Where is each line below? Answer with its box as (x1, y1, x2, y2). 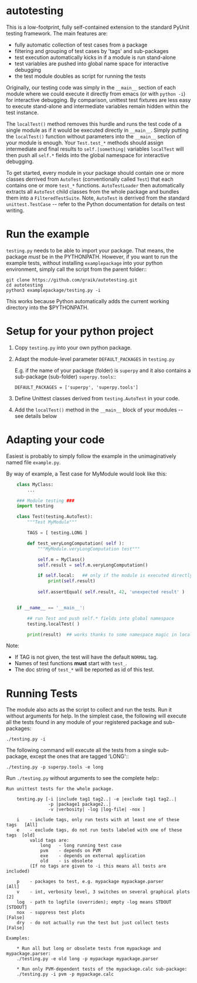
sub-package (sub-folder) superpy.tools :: (14, 373, 116, 380)
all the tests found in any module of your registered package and (6, 719, 162, 726)
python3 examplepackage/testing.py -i (6, 287, 101, 293)
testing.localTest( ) (27, 621, 80, 627)
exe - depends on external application (40, 853, 145, 859)
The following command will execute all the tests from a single (6, 746, 157, 754)
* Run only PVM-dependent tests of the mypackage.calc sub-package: (16, 967, 188, 972)
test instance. (6, 109, 39, 116)
